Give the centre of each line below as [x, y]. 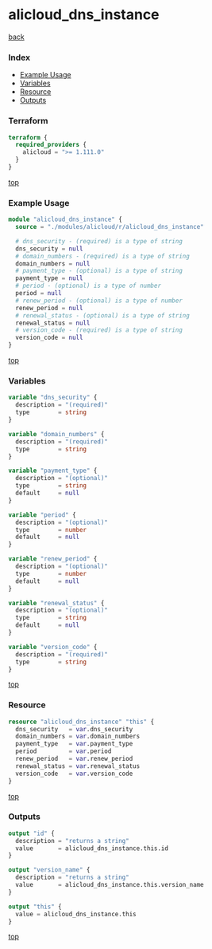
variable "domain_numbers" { [56, 434]
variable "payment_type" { [53, 471]
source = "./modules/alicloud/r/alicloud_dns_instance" [110, 227]
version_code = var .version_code [74, 774]
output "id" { [32, 833]
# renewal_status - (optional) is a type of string [103, 315]
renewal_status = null [53, 323]
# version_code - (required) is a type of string [99, 330]
